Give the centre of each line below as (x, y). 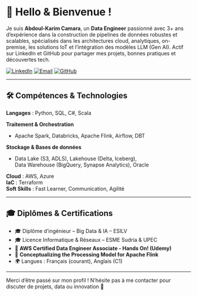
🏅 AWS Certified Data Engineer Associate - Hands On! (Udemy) (93, 248)
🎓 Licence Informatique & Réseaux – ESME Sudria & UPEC (86, 240)
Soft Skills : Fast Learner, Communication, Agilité (65, 188)
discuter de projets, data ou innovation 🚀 (55, 286)
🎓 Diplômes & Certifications (60, 213)
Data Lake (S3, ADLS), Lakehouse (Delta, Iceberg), (76, 158)
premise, (17, 47)
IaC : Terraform (24, 182)
